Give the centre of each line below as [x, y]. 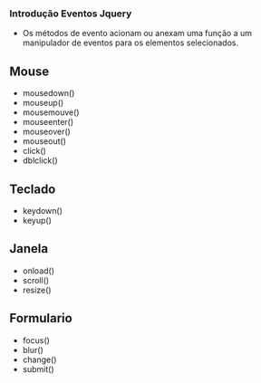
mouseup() [43, 103]
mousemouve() [51, 112]
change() [39, 359]
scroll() [36, 280]
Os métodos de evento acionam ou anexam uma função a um [137, 34]
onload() [39, 271]
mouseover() [46, 132]
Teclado [33, 189]
